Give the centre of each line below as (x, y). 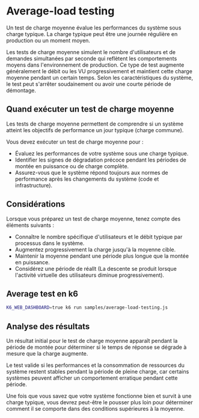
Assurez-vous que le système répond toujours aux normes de (91, 172)
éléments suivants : (30, 225)
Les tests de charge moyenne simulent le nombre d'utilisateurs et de (91, 52)
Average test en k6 (42, 293)
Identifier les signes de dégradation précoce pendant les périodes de (100, 160)
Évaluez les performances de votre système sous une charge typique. (102, 153)
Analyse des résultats (48, 326)
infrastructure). (34, 185)
